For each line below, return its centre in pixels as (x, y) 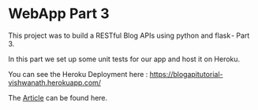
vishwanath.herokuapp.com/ (54, 82)
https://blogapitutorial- (186, 74)
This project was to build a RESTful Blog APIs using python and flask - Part (129, 35)
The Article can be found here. (58, 97)
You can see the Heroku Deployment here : (78, 74)
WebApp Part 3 (59, 14)
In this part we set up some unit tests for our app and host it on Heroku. (124, 59)
